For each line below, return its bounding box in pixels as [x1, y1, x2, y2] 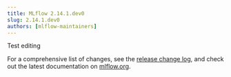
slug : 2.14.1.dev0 [7, 16, 60, 23]
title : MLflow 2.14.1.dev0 [7, 10, 85, 17]
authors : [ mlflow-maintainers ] [7, 23, 97, 30]
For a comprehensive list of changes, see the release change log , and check [7, 55, 224, 63]
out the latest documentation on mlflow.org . [7, 63, 131, 71]
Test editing [7, 42, 41, 50]
